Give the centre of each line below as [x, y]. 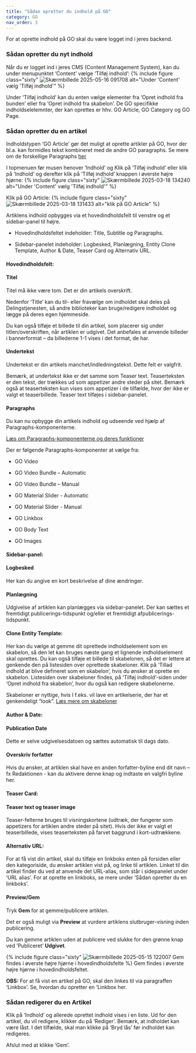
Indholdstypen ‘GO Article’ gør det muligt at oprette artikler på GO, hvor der [97, 144]
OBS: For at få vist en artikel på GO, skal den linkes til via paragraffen [89, 981]
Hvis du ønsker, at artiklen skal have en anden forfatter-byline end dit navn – [98, 768]
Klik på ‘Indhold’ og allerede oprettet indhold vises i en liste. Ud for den [91, 1015]
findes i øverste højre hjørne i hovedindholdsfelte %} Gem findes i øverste [95, 963]
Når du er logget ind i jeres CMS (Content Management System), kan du [93, 67]
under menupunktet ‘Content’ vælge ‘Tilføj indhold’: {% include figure [90, 73]
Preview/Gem [23, 897]
